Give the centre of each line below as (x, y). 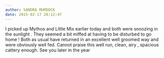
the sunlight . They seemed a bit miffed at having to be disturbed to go (78, 34)
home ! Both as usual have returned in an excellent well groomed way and (82, 39)
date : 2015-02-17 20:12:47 (34, 14)
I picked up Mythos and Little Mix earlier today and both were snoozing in (81, 28)
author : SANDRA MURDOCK (30, 10)
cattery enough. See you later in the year (48, 50)
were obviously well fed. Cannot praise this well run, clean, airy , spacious (82, 44)
